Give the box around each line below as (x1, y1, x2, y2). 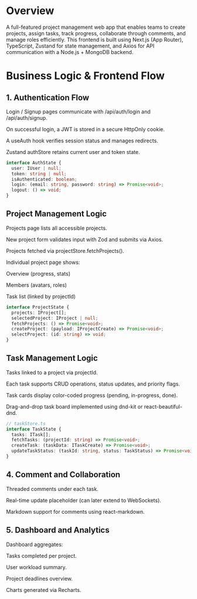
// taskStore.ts (6, 420, 46, 427)
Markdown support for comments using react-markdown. (6, 508, 145, 515)
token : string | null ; (11, 170, 67, 177)
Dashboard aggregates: (6, 541, 63, 548)
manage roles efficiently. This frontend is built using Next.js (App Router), (6, 36, 184, 43)
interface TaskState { (6, 426, 62, 432)
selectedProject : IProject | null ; (11, 315, 98, 321)
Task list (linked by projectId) (6, 293, 76, 300)
